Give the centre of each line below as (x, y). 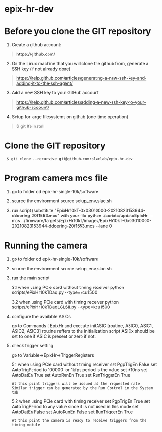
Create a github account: (36, 45)
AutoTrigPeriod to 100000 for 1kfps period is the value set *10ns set (79, 369)
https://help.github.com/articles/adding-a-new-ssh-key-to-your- (81, 102)
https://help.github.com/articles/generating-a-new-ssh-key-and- (81, 78)
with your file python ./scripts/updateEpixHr (104, 216)
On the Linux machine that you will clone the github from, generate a (80, 64)
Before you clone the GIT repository (78, 31)
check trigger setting (32, 345)
